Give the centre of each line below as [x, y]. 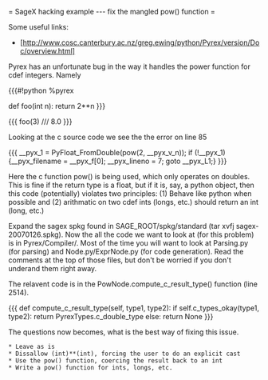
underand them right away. [53, 268]
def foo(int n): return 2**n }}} [57, 106]
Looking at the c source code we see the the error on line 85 [108, 137]
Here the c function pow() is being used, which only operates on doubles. [129, 176]
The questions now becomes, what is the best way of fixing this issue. [124, 332]
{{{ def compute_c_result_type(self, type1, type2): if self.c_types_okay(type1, [134, 308]
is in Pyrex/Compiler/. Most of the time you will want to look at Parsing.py [128, 243]
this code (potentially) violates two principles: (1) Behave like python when [130, 194]
